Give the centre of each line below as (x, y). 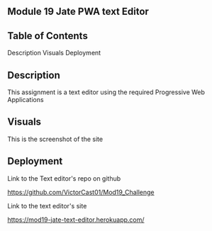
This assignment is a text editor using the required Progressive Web (106, 92)
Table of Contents (48, 36)
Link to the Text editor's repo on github (64, 178)
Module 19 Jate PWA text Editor (78, 12)
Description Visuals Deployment (54, 53)
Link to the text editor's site (47, 205)
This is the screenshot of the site (55, 139)
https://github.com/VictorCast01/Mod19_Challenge (81, 192)
